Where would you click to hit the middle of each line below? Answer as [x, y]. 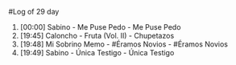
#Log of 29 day [34, 12]
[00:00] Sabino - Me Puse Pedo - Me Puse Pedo [100, 27]
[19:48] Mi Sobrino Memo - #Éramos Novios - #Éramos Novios [124, 44]
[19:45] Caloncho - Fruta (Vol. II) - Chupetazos [97, 36]
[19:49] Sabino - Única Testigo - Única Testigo [97, 53]
